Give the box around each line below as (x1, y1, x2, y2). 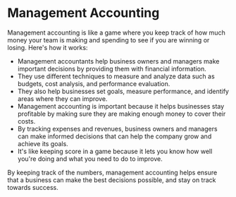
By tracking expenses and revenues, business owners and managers (17, 124, 218, 133)
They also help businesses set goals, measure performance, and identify (17, 87, 229, 95)
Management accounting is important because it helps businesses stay (17, 102, 225, 110)
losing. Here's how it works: (7, 43, 88, 52)
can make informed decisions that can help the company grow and (17, 132, 212, 141)
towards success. (7, 183, 58, 191)
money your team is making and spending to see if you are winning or (7, 35, 210, 44)
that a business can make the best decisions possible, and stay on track (7, 175, 216, 184)
